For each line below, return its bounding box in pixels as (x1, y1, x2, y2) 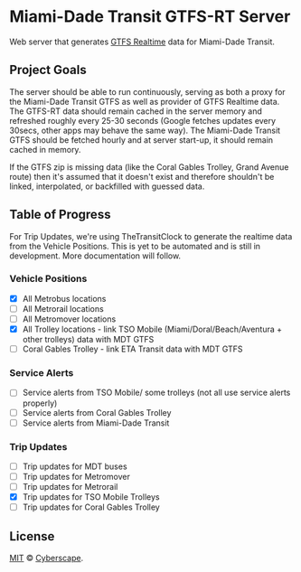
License (9, 529, 55, 544)
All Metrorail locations (22, 303, 104, 314)
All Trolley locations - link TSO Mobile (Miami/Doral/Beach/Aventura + (22, 324, 283, 335)
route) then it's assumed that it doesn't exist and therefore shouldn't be (9, 171, 275, 182)
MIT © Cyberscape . (9, 553, 84, 564)
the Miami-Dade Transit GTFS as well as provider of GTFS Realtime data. (9, 96, 280, 107)
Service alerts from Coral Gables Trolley (22, 407, 172, 417)
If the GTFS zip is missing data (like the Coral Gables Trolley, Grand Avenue (9, 161, 289, 173)
